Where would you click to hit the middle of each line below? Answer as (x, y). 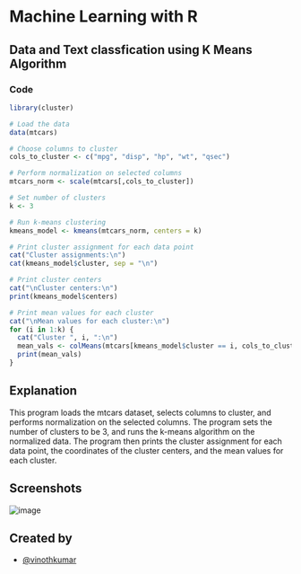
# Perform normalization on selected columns (95, 173)
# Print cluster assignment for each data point (102, 247)
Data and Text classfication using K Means (131, 50)
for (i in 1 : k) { (42, 330)
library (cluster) (42, 108)
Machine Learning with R (104, 17)
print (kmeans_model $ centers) (64, 296)
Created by (41, 538)
